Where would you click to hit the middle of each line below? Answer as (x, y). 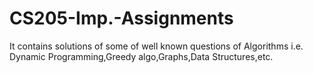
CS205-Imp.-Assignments (121, 18)
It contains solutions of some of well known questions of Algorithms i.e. (156, 46)
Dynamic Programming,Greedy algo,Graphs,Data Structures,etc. (141, 56)
